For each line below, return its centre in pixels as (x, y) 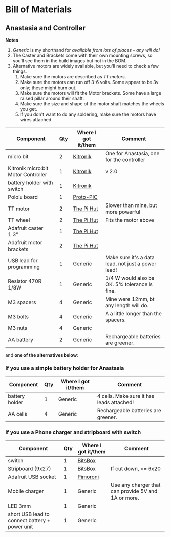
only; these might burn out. (48, 88)
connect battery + (29, 520)
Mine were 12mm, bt (130, 299)
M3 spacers (22, 302)
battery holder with (30, 182)
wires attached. (36, 120)
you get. (29, 109)
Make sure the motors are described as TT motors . (73, 77)
